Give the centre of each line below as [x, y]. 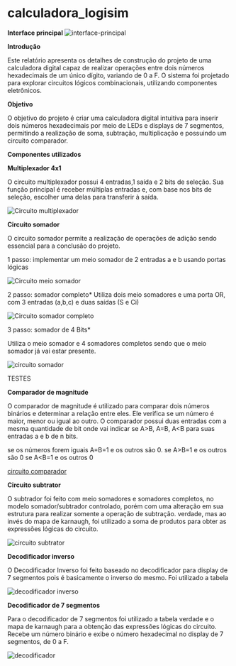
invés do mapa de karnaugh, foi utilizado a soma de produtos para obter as [117, 521]
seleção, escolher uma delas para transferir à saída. [83, 197]
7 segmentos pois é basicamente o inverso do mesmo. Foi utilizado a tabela [118, 577]
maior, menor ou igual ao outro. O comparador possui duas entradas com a [117, 421]
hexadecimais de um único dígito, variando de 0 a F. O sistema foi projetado [118, 75]
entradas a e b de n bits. [43, 436]
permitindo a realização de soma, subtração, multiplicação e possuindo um [117, 133]
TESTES [19, 378]
